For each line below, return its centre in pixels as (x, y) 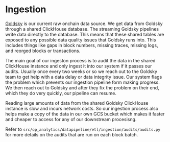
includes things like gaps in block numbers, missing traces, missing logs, (82, 45)
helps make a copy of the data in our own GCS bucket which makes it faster (85, 114)
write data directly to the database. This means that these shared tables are (85, 34)
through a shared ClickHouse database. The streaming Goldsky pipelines (82, 29)
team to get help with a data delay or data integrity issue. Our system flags (84, 77)
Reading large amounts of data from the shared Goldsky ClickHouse (77, 103)
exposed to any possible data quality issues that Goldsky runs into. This (81, 40)
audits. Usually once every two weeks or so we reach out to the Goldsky (81, 71)
